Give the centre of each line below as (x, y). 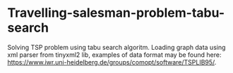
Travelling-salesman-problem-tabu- (116, 13)
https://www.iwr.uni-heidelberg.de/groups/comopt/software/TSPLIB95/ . (112, 62)
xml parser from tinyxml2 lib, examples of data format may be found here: (114, 55)
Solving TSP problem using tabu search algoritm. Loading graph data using (116, 47)
